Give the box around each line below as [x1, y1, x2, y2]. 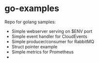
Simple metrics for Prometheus [11, 49, 74, 55]
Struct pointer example [11, 44, 58, 49]
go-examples [4, 3, 59, 14]
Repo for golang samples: [4, 19, 56, 25]
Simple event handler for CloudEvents [11, 33, 88, 39]
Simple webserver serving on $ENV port [11, 28, 93, 34]
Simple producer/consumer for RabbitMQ [11, 38, 94, 44]
